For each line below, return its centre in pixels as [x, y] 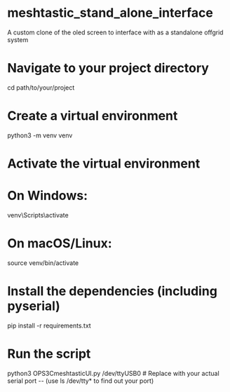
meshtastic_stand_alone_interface [110, 13]
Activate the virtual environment [104, 163]
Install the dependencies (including [112, 291]
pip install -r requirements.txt [49, 325]
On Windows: [47, 196]
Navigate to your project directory [108, 68]
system [18, 39]
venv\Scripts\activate [38, 215]
